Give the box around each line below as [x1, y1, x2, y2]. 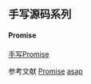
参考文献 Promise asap [8, 66, 84, 76]
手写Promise [8, 49, 49, 58]
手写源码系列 [8, 7, 72, 22]
